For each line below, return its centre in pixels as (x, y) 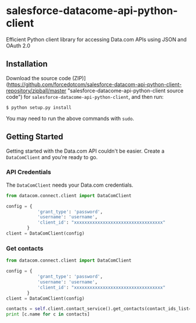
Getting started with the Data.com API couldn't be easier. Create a (85, 151)
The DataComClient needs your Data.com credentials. (70, 185)
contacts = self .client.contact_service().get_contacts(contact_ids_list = (99, 309)
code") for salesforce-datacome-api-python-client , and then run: (85, 97)
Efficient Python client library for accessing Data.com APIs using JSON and (96, 39)
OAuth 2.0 (18, 46)
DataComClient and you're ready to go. (52, 157)
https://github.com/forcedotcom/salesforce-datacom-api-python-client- (95, 84)
